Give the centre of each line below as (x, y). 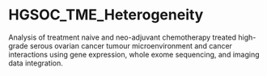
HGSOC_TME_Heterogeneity (106, 15)
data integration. (36, 63)
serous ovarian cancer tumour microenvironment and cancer (131, 45)
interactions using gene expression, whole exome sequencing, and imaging (134, 54)
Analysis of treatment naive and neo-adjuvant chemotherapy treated (123, 37)
